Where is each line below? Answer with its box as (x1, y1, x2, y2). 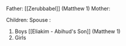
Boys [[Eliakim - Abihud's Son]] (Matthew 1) (14, 28, 121, 35)
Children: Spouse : (6, 17, 51, 23)
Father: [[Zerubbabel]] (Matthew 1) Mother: (6, 5, 111, 12)
